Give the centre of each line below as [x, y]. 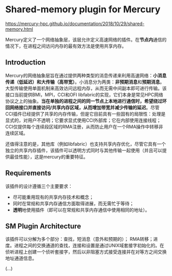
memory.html [19, 29]
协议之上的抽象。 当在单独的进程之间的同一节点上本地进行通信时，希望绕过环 [86, 101]
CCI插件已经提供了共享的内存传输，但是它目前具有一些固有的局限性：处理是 [85, 114]
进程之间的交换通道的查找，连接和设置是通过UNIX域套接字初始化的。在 [89, 246]
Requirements [28, 173]
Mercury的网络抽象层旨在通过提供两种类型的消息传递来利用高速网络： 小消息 [86, 75]
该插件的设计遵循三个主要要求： [39, 186]
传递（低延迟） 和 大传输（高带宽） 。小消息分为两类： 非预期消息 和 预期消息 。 [85, 82]
